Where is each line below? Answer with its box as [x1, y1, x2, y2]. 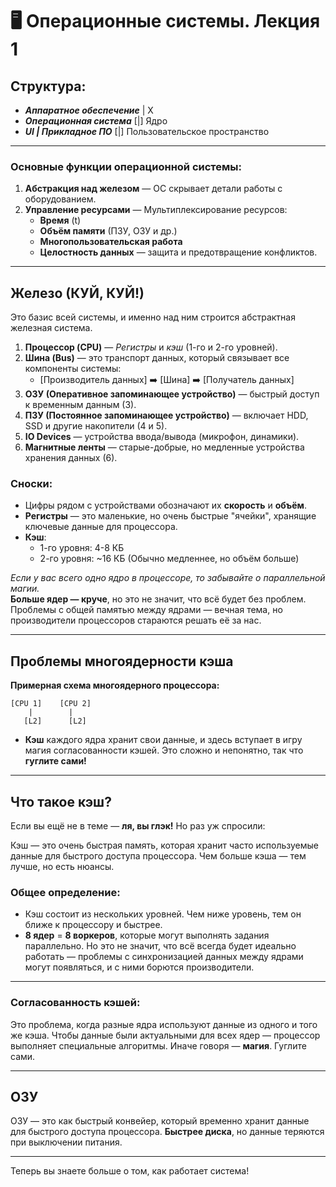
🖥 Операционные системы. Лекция [10, 10, 321, 33]
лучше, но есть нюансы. [10, 861, 115, 873]
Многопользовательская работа [39, 236, 183, 248]
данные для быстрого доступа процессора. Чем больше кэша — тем [10, 850, 307, 862]
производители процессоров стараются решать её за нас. [10, 614, 262, 627]
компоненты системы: [24, 363, 122, 375]
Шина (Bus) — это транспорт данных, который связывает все [24, 352, 290, 364]
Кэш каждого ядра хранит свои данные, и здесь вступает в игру [24, 734, 303, 746]
